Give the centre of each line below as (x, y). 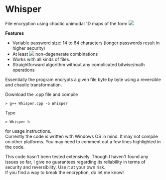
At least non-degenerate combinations (55, 54)
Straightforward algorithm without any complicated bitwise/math (79, 64)
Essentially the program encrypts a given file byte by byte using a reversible (83, 79)
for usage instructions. (28, 131)
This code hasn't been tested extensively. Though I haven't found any (77, 156)
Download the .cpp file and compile (42, 94)
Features (14, 33)
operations (23, 70)
